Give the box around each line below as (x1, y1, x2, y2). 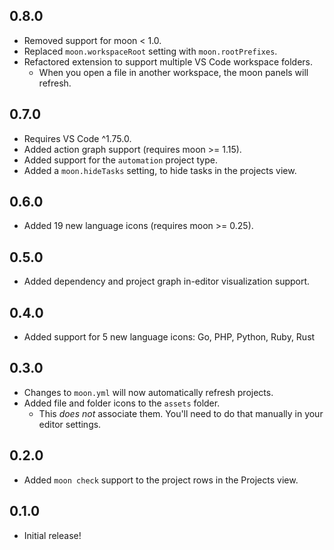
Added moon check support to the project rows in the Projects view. (23, 474, 299, 486)
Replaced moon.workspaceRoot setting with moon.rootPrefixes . (23, 45, 278, 57)
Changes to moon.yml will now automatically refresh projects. (23, 386, 274, 398)
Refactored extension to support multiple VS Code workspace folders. (23, 55, 314, 68)
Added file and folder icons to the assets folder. (23, 397, 221, 409)
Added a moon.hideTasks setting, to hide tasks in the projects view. (23, 164, 297, 176)
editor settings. (38, 418, 102, 430)
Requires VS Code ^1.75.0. (23, 132, 132, 144)
